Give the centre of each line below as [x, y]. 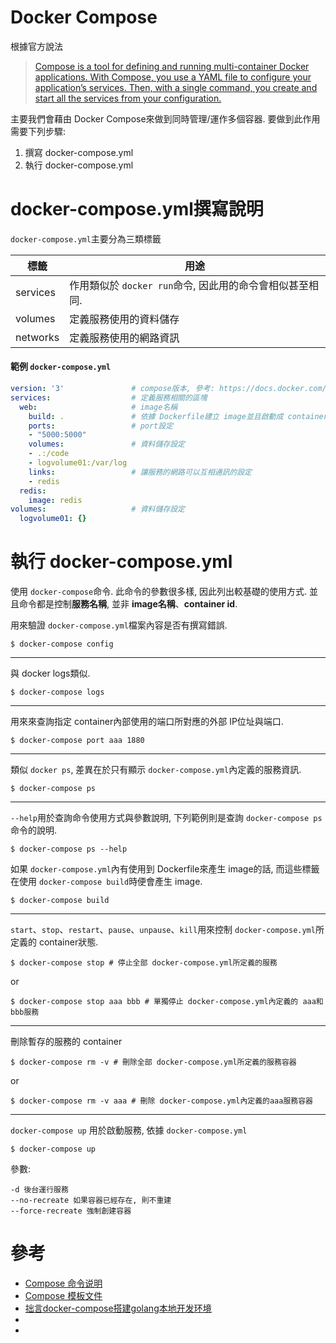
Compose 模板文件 [63, 1296]
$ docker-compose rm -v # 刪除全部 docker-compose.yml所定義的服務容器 [153, 1062]
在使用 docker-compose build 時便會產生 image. [106, 882]
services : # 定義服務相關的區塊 [109, 397]
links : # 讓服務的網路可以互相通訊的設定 [140, 472]
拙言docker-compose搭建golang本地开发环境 [118, 1308]
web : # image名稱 [98, 407]
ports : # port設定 [101, 426]
